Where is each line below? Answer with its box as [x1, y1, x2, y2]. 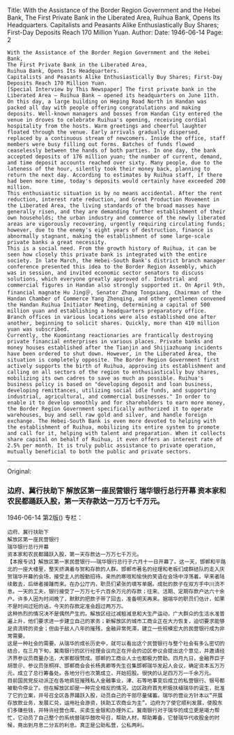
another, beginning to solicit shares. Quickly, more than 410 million [7, 320, 219, 327]
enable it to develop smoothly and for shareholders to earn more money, [7, 399, 226, 406]
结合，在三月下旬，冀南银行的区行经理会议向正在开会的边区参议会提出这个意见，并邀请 [7, 648, 220, 655]
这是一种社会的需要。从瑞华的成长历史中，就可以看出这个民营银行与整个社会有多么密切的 [7, 640, 225, 648]
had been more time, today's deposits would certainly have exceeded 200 [7, 178, 226, 185]
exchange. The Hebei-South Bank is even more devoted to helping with [7, 418, 217, 424]
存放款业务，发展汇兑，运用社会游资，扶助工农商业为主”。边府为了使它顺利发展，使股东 [7, 699, 223, 707]
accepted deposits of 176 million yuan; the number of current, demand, [7, 153, 223, 160]
